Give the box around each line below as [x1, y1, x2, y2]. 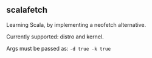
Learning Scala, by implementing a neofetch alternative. [6, 21, 147, 28]
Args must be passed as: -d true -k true [6, 45, 111, 52]
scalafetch [6, 5, 47, 15]
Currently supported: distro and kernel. [6, 33, 104, 40]
